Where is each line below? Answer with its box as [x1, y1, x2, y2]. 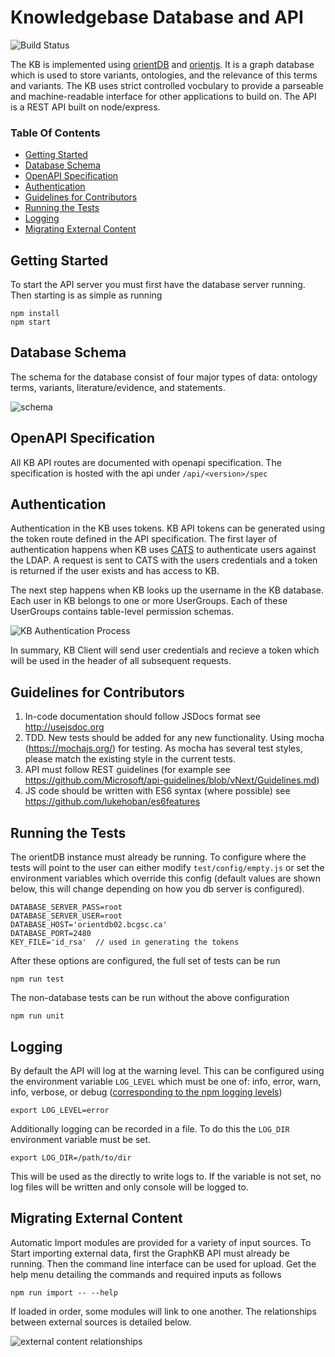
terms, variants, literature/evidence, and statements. [10, 381, 226, 393]
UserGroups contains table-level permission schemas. [10, 606, 234, 618]
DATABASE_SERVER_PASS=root [10, 902, 123, 913]
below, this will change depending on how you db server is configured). [10, 883, 305, 895]
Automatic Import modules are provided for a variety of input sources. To [10, 1236, 312, 1248]
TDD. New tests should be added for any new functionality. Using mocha [24, 732, 325, 744]
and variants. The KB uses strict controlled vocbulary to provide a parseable [10, 79, 324, 91]
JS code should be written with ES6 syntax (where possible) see [24, 785, 291, 797]
